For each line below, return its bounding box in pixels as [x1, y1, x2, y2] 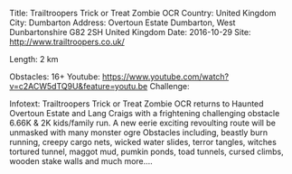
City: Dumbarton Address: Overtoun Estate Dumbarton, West [9, 17, 236, 28]
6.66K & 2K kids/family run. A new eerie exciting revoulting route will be [9, 117, 276, 128]
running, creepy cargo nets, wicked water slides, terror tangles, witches [9, 137, 278, 147]
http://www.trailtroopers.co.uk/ [9, 36, 125, 47]
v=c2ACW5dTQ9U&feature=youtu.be [9, 81, 148, 91]
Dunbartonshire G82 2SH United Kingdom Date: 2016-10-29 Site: [9, 27, 251, 37]
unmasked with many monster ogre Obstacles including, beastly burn [9, 127, 268, 138]
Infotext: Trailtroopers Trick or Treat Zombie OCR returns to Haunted [9, 98, 264, 109]
